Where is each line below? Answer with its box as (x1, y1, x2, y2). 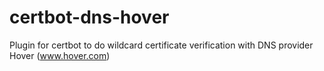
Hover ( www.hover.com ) (9, 49, 111, 61)
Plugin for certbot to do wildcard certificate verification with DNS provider (9, 39, 314, 51)
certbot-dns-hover (9, 6, 170, 29)
